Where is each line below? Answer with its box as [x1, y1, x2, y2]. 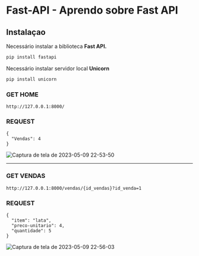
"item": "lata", [11, 217, 52, 223]
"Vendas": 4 [11, 136, 41, 142]
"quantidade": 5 [11, 228, 52, 234]
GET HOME [6, 90, 39, 98]
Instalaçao [6, 27, 46, 37]
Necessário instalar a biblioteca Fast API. [6, 43, 107, 50]
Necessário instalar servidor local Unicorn [6, 64, 110, 72]
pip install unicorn [6, 76, 57, 82]
